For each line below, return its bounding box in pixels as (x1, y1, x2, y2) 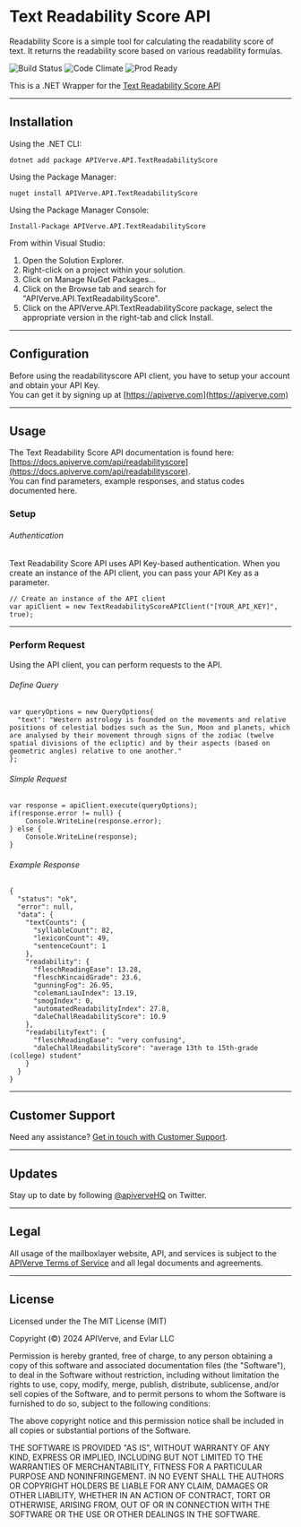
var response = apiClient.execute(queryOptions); (9, 801, 199, 810)
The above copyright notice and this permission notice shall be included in (9, 1415, 284, 1426)
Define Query (9, 679, 59, 691)
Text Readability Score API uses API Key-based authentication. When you (9, 557, 280, 568)
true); (9, 609, 34, 619)
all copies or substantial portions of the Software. (9, 1425, 191, 1436)
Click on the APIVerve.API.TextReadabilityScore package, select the (21, 302, 273, 313)
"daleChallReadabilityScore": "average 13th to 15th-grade (32, 1044, 258, 1053)
